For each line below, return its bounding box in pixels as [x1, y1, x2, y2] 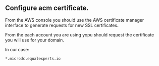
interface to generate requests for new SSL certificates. [5, 22, 119, 28]
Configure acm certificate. [5, 4, 89, 12]
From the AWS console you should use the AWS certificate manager [5, 17, 144, 23]
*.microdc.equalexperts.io [5, 56, 61, 61]
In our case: [5, 46, 30, 52]
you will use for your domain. [5, 37, 64, 43]
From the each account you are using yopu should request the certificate [5, 32, 155, 37]
